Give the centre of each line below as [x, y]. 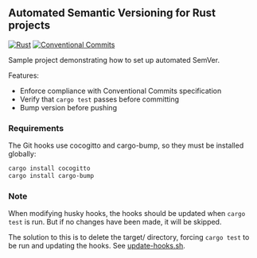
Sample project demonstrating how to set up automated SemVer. [114, 60]
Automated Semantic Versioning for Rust [112, 13]
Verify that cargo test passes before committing [99, 99]
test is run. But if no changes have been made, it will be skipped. [115, 222]
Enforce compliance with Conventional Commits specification [121, 90]
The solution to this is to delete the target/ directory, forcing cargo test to [129, 237]
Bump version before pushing [68, 107]
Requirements [36, 128]
